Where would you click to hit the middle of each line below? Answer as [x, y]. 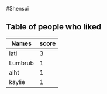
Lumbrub [21, 63]
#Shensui [18, 9]
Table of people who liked [53, 27]
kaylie [17, 82]
